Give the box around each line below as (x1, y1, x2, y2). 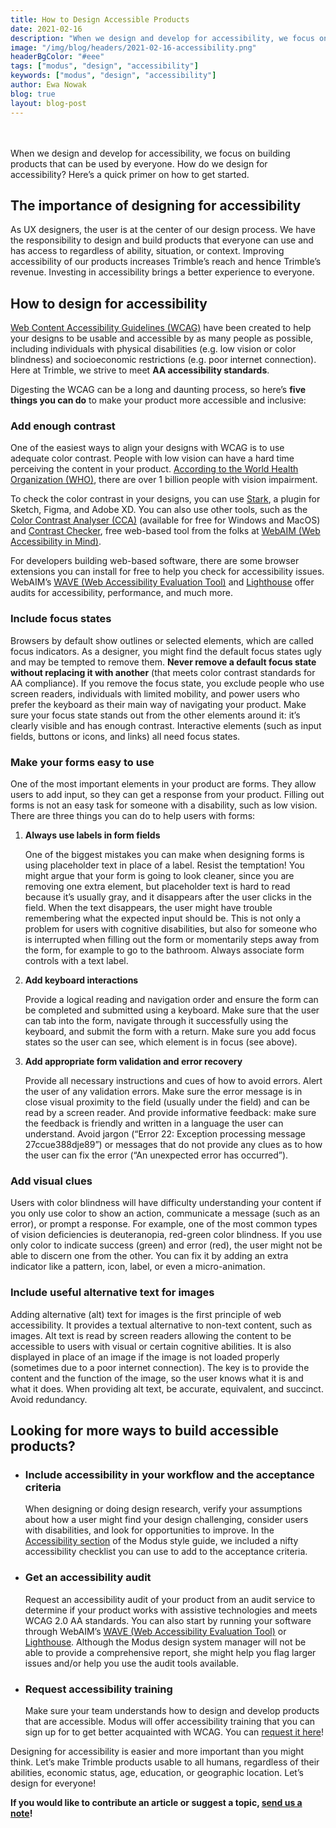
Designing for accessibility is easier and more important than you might (10, 1745, 305, 1757)
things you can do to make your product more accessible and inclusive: (10, 394, 307, 406)
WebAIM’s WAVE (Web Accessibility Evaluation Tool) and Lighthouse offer (10, 576, 315, 588)
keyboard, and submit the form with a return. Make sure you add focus (24, 1026, 317, 1038)
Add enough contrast (10, 419, 116, 433)
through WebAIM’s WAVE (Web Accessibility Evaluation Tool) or (24, 1625, 287, 1637)
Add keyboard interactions (24, 974, 139, 986)
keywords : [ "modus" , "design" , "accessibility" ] (10, 71, 217, 81)
